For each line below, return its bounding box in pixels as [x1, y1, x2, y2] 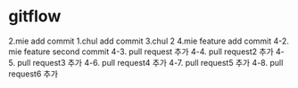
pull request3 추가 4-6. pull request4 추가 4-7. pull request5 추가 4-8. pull [16, 57, 284, 68]
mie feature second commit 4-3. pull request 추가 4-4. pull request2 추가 [8, 46, 274, 57]
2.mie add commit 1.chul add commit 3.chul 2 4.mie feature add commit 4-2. [8, 36, 289, 46]
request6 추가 [8, 68, 59, 79]
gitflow [8, 6, 62, 27]
